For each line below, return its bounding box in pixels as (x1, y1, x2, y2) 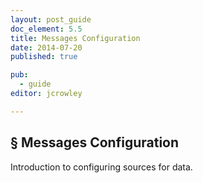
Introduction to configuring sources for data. (10, 161, 193, 173)
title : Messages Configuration (10, 33, 141, 43)
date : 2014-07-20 (10, 42, 83, 53)
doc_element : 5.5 (10, 24, 83, 34)
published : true (10, 52, 78, 62)
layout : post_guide (10, 14, 92, 25)
